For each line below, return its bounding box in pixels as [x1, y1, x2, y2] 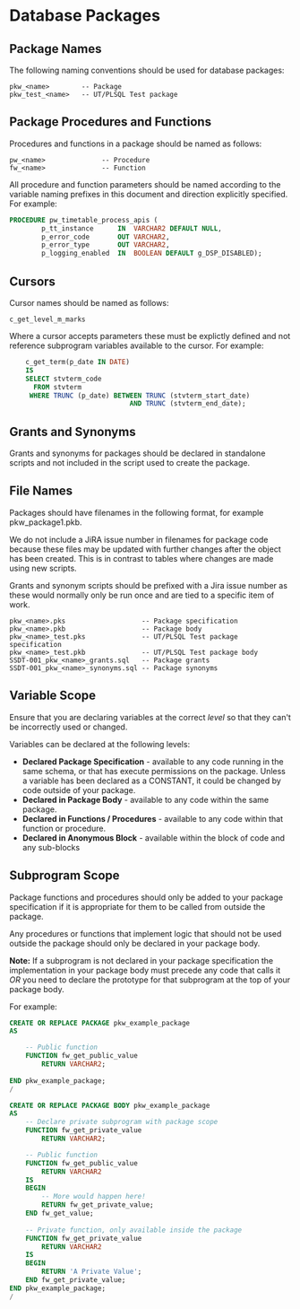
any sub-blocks [21, 842, 81, 852]
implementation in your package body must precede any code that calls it [9, 964, 281, 975]
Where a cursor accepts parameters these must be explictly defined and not [9, 331, 291, 341]
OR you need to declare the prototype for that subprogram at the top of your [9, 974, 291, 985]
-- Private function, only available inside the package [25, 1226, 243, 1235]
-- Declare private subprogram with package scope [25, 1118, 219, 1127]
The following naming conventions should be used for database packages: [9, 65, 285, 75]
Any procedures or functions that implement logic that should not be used [9, 928, 282, 938]
